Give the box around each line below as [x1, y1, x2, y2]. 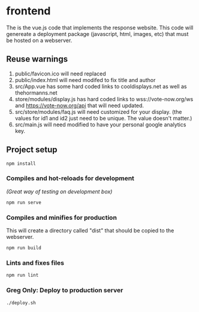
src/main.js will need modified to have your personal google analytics [14, 121, 186, 128]
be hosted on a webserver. [6, 37, 73, 44]
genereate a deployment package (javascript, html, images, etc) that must [6, 30, 189, 37]
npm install [6, 160, 36, 166]
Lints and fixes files [6, 259, 65, 267]
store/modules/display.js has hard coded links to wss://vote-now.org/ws [14, 95, 194, 102]
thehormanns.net [14, 89, 58, 96]
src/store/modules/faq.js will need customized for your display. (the [14, 108, 182, 115]
